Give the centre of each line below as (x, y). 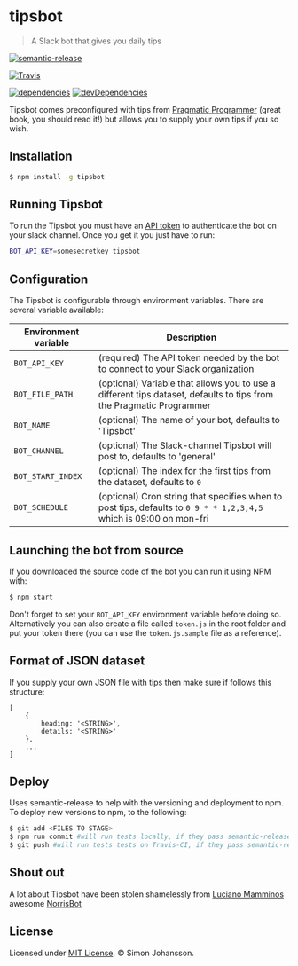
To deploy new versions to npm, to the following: (98, 813)
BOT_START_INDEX (48, 477)
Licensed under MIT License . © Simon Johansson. (102, 953)
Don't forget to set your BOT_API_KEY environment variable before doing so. (145, 614)
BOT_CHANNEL (39, 451)
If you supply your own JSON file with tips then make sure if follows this (141, 682)
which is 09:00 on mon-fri (153, 519)
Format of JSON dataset (77, 661)
